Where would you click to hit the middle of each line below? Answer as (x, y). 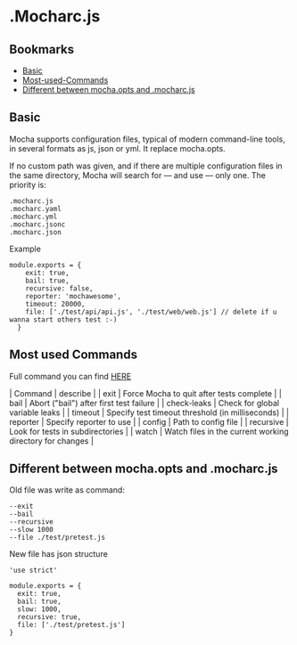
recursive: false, (59, 288)
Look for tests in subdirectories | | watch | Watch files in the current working (149, 431)
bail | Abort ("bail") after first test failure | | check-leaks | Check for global (144, 403)
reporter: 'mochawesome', (74, 296)
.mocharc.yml (33, 216)
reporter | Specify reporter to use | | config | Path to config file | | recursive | (149, 421)
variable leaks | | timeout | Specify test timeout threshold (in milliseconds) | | (149, 412)
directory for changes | (51, 441)
